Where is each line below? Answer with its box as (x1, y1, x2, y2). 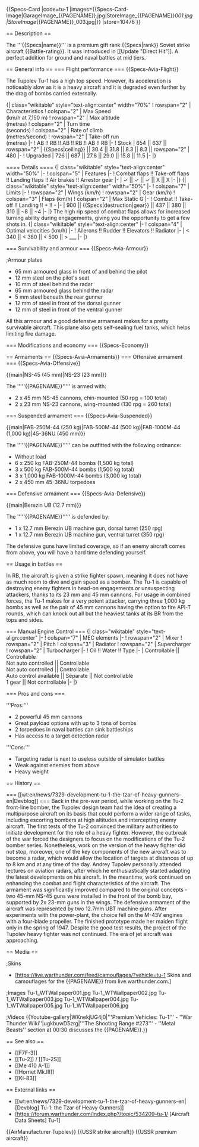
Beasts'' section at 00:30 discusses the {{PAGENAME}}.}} (6, 1026, 148, 1033)
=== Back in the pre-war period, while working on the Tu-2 (39, 798, 184, 804)
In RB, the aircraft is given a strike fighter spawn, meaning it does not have (6, 572, 188, 579)
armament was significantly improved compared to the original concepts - (6, 886, 188, 893)
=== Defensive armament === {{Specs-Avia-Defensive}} (6, 490, 146, 497)
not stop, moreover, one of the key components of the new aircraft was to (6, 848, 187, 855)
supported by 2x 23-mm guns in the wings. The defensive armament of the (6, 899, 191, 906)
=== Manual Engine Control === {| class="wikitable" (6, 628, 135, 635)
